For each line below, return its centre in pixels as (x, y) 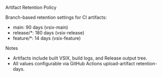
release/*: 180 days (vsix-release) (49, 33)
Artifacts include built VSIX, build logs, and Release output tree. (80, 58)
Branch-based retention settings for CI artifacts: (56, 17)
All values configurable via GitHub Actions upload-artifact (74, 63)
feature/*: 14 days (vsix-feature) (47, 38)
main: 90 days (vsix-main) (40, 27)
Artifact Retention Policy (31, 7)
